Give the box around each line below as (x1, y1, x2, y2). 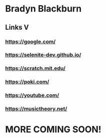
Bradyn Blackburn (5, 3, 81, 15)
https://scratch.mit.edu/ (5, 65, 66, 72)
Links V (5, 23, 29, 32)
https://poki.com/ (5, 78, 49, 85)
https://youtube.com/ (5, 92, 59, 99)
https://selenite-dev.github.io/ (5, 51, 81, 58)
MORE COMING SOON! (5, 124, 101, 135)
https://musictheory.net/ (5, 105, 67, 112)
